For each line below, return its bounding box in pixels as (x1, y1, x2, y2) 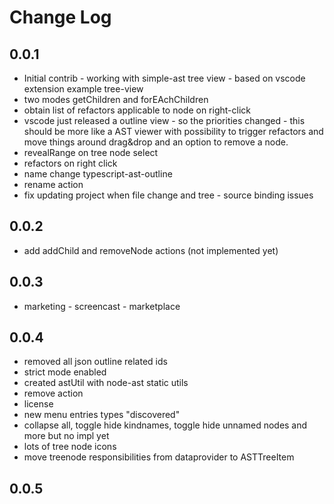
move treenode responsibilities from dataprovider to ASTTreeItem (23, 451, 295, 463)
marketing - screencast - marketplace (23, 300, 181, 312)
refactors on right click (23, 157, 118, 169)
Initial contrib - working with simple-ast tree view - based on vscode (23, 72, 306, 84)
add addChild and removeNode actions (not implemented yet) (23, 244, 279, 256)
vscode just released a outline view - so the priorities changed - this (23, 115, 306, 126)
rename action (23, 179, 84, 190)
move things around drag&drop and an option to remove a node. (23, 136, 289, 148)
